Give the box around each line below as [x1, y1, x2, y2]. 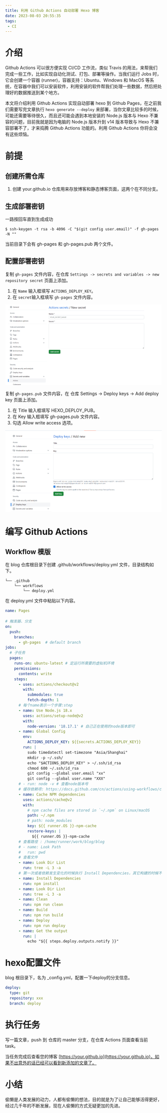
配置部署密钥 [5, 257, 45, 266]
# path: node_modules [27, 818, 72, 823]
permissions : [14, 666, 41, 671]
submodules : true [27, 692, 64, 698]
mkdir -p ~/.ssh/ [27, 755, 64, 760]
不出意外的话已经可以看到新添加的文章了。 [9, 1060, 97, 1066]
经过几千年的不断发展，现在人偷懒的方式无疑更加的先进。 [5, 1103, 123, 1109]
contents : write [18, 671, 52, 676]
